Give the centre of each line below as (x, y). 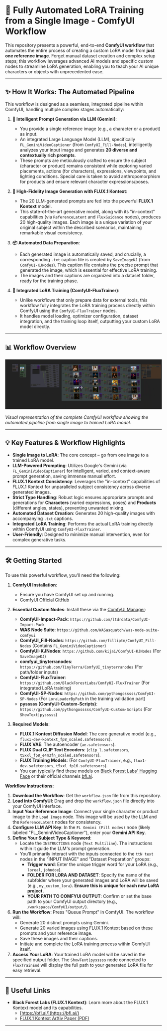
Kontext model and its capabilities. (47, 1008)
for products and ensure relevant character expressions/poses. (84, 181)
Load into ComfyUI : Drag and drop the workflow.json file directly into (83, 801)
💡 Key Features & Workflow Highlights (65, 443)
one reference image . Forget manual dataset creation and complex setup (80, 56)
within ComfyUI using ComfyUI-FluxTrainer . (57, 529)
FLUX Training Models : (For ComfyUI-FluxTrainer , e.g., (76, 760)
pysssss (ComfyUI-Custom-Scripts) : (59, 704)
